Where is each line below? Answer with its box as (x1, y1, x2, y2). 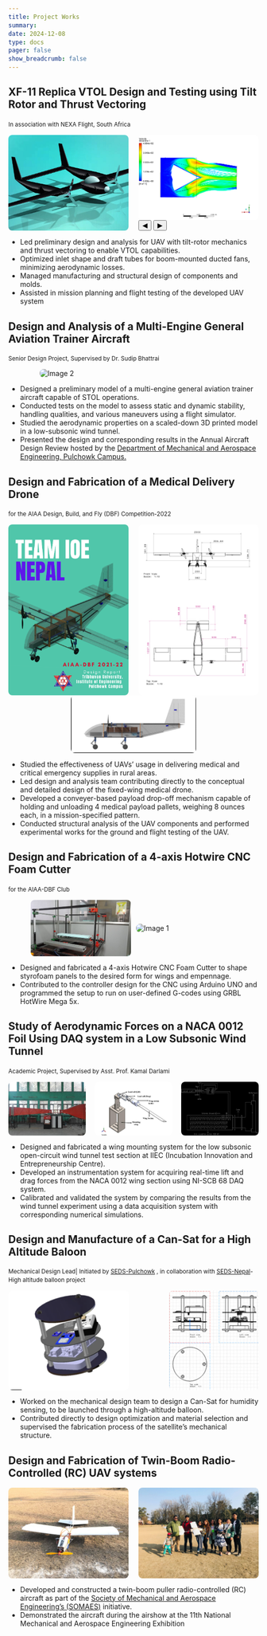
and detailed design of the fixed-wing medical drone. (19, 785, 194, 794)
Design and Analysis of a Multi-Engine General (8, 320, 245, 333)
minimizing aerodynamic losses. (19, 263, 126, 273)
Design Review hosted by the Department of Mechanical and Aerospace (19, 443, 257, 453)
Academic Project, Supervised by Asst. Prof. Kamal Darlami (8, 1067, 170, 1075)
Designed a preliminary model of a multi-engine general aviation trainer (19, 384, 253, 394)
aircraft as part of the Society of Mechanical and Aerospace (19, 1593, 216, 1603)
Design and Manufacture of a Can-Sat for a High (8, 1233, 252, 1246)
